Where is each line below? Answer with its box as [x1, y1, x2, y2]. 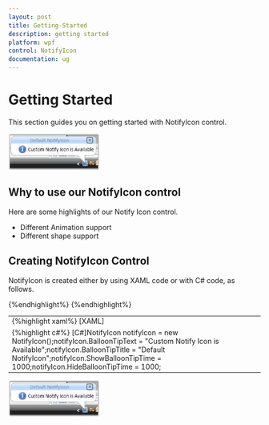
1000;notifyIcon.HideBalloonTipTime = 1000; [11, 362, 162, 371]
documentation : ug [8, 55, 70, 63]
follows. [8, 284, 34, 293]
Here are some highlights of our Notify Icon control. [8, 207, 179, 217]
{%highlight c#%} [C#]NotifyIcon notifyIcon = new [11, 327, 179, 337]
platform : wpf [8, 38, 56, 47]
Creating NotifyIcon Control [8, 254, 150, 268]
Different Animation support [19, 222, 112, 232]
